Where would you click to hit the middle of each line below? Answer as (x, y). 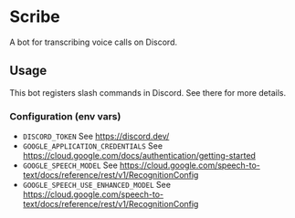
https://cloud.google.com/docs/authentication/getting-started (139, 156)
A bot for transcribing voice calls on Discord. (94, 42)
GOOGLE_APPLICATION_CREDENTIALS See (92, 146)
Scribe (35, 17)
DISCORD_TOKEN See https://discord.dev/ (96, 136)
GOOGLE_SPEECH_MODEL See (70, 165)
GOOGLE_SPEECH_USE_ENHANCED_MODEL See (97, 185)
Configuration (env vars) (65, 116)
